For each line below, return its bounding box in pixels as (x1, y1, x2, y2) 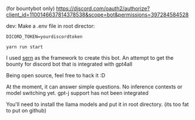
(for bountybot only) (6, 5, 55, 12)
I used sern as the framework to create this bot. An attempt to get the (6, 54, 174, 61)
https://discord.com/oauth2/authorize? (56, 5, 150, 12)
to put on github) (6, 107, 47, 114)
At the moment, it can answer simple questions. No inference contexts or (6, 83, 183, 90)
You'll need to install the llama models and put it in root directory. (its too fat (6, 101, 189, 108)
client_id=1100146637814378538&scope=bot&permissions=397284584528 (6, 11, 189, 18)
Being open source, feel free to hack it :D (6, 72, 106, 78)
